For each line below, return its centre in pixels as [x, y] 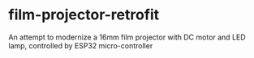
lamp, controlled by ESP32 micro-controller [81, 45]
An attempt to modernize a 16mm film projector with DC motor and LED [127, 37]
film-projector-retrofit [84, 15]
